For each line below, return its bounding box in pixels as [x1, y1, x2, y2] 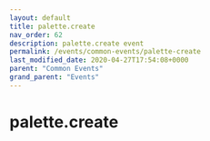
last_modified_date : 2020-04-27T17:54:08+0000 [9, 55, 189, 65]
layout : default [9, 13, 71, 23]
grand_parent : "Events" [9, 73, 100, 82]
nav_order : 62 [9, 30, 64, 39]
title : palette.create [9, 22, 95, 31]
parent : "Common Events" [9, 65, 104, 74]
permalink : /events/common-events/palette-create [9, 47, 202, 56]
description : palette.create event [9, 38, 145, 48]
